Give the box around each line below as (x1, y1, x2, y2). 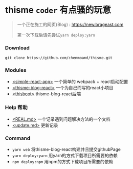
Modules (5, 67, 27, 74)
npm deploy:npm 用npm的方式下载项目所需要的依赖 (12, 159, 113, 165)
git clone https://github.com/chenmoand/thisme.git (5, 56, 112, 61)
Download (5, 44, 30, 51)
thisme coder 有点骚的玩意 (5, 4, 111, 16)
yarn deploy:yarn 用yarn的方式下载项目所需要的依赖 (12, 152, 118, 159)
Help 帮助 (5, 104, 28, 111)
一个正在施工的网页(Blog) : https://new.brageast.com (17, 21, 124, 27)
